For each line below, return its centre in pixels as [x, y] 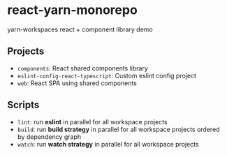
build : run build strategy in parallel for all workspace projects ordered [118, 129]
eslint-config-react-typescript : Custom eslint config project [107, 75]
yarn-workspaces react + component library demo [80, 29]
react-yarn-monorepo [72, 10]
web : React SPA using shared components [77, 83]
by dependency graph [49, 136]
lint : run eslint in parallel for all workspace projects [92, 121]
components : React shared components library [83, 68]
